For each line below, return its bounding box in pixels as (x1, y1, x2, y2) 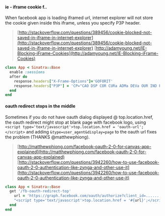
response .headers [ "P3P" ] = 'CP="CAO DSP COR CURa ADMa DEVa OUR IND (14, 83, 157, 88)
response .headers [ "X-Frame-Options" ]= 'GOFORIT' (14, 79, 113, 83)
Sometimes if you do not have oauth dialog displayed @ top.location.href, (5, 114, 154, 120)
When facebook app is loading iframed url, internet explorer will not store (5, 15, 153, 21)
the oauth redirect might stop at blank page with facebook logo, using (5, 119, 146, 125)
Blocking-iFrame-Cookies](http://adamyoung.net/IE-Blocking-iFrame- (17, 51, 159, 56)
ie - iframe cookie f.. (5, 4, 47, 10)
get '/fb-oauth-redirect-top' (9, 189, 71, 194)
